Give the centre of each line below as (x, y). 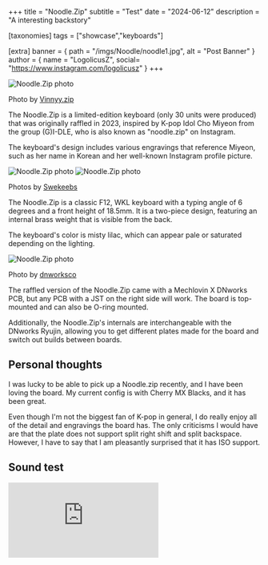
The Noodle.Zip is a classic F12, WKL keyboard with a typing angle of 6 (126, 202)
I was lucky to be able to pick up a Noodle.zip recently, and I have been (126, 384)
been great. (27, 401)
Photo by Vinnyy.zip (41, 99)
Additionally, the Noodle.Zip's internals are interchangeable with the (120, 323)
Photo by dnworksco (42, 274)
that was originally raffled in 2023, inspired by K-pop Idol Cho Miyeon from (131, 123)
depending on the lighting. (52, 243)
